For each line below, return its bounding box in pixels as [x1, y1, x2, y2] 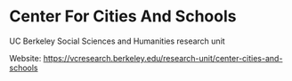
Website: [9, 53, 42, 63]
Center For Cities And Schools [9, 6, 237, 27]
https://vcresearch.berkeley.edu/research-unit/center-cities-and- [43, 53, 283, 63]
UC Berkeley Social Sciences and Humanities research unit [9, 36, 225, 46]
